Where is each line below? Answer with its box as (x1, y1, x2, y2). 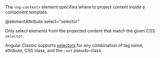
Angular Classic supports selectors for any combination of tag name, (5, 43, 144, 48)
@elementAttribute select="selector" (5, 19, 80, 24)
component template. (5, 9, 48, 15)
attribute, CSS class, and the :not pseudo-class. (5, 48, 103, 53)
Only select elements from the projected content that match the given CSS (5, 28, 155, 33)
